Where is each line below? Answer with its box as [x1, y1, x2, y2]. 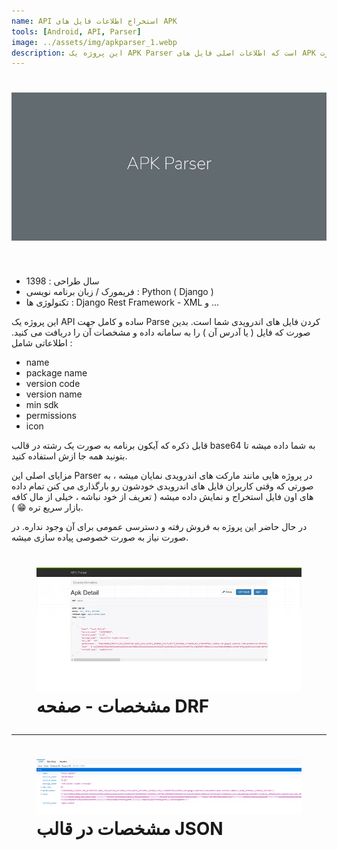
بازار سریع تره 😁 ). [11, 501, 84, 514]
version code [25, 378, 81, 390]
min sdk [25, 399, 59, 411]
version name [25, 388, 83, 400]
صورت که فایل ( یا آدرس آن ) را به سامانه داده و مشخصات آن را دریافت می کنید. [11, 326, 311, 339]
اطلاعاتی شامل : [11, 337, 73, 349]
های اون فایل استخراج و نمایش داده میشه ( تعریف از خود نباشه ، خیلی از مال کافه [11, 491, 314, 503]
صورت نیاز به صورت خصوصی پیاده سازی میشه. [11, 531, 189, 544]
